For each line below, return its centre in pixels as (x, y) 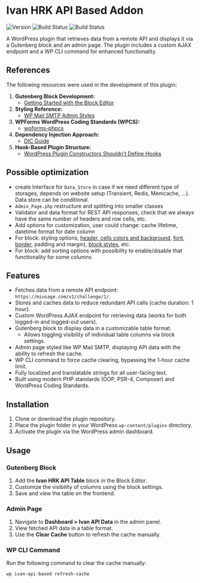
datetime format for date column (55, 231)
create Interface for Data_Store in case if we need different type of (97, 187)
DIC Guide (37, 141)
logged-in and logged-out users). (56, 322)
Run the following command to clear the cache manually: (76, 563)
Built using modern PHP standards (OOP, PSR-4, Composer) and (95, 379)
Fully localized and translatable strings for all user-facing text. (91, 373)
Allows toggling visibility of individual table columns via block (99, 335)
